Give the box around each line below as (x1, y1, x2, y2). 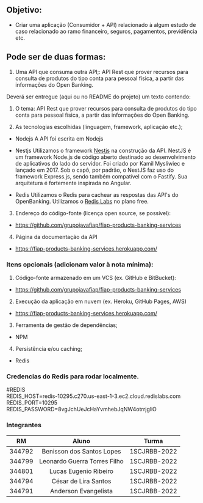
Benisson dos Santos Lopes (41, 447, 121, 455)
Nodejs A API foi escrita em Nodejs (15, 134, 104, 142)
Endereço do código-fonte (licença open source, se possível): (15, 209, 171, 216)
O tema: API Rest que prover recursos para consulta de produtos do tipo (15, 105, 197, 112)
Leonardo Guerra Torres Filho (39, 457, 124, 465)
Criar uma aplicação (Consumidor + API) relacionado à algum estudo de (15, 21, 196, 28)
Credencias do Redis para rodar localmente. (6, 372, 139, 381)
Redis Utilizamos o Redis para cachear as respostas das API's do (15, 191, 179, 198)
